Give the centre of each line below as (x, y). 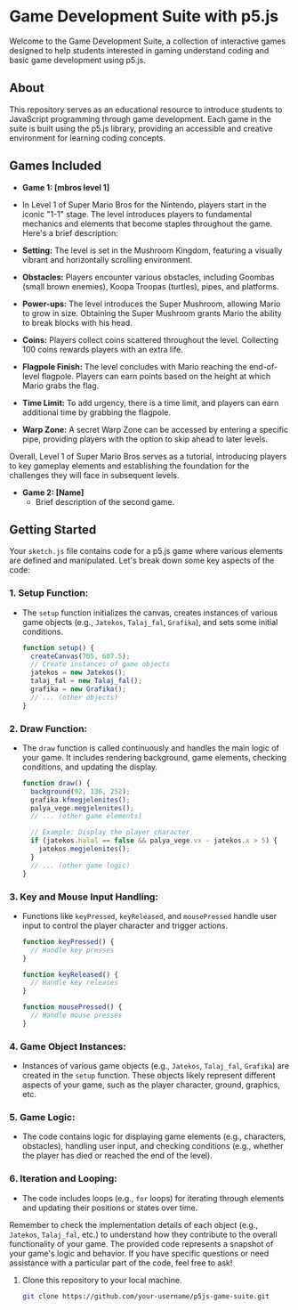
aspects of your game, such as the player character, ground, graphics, (151, 1085)
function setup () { (58, 647)
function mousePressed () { (72, 1007)
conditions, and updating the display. (90, 767)
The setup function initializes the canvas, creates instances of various (150, 613)
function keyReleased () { (70, 974)
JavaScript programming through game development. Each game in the (140, 118)
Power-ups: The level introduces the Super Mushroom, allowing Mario (151, 304)
